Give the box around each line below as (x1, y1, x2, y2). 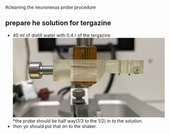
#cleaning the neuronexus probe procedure (5, 5, 96, 10)
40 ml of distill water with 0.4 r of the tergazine (12, 32, 111, 38)
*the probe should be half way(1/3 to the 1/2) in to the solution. (12, 118, 143, 124)
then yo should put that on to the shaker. (12, 123, 97, 129)
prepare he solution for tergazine (5, 19, 111, 27)
